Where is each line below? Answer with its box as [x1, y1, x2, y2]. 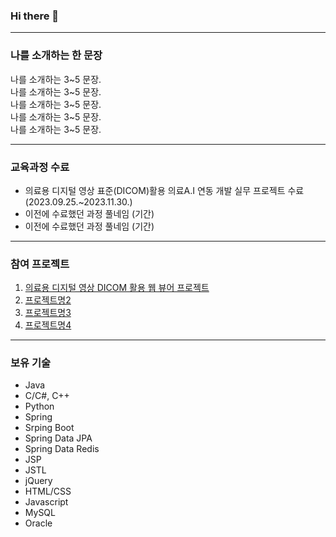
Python [24, 400, 55, 413]
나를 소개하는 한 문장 [10, 49, 103, 63]
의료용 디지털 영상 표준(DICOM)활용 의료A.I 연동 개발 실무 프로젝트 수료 [24, 184, 305, 196]
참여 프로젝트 [10, 257, 70, 271]
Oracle [24, 517, 53, 529]
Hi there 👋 [10, 9, 60, 23]
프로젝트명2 [24, 294, 72, 306]
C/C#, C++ [24, 390, 70, 402]
